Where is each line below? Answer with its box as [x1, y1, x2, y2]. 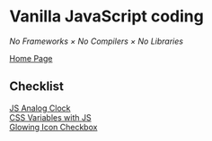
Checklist [9, 79, 65, 95]
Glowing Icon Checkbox [9, 121, 98, 132]
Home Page [9, 53, 53, 63]
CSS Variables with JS [9, 112, 92, 122]
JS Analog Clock [9, 103, 71, 113]
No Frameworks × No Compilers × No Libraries [9, 36, 184, 46]
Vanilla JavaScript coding [9, 6, 204, 27]
